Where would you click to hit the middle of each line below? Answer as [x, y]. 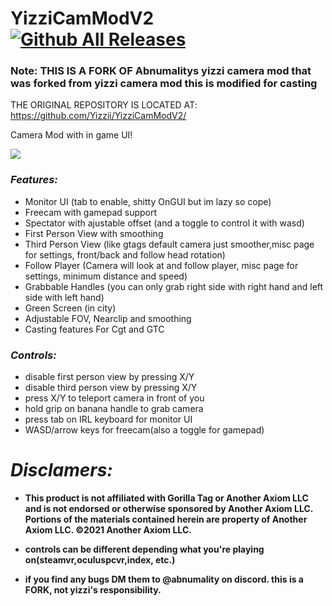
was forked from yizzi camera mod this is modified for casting [164, 84]
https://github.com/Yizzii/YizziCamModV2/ [98, 116]
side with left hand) [64, 297]
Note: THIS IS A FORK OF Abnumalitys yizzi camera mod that [161, 71]
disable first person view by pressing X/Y [109, 377]
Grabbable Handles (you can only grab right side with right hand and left [174, 286]
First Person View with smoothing [94, 233]
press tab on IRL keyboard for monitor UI [108, 419]
